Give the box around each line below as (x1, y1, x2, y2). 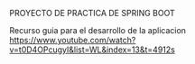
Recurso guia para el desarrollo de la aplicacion (9, 25, 187, 35)
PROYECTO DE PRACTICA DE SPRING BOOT (9, 8, 176, 18)
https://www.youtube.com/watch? (9, 35, 136, 45)
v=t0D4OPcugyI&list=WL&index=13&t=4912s (9, 44, 176, 55)
